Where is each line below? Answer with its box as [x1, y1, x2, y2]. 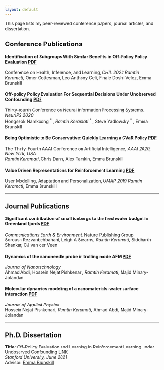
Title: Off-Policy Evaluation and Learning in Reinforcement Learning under [5, 344, 155, 350]
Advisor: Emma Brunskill [5, 360, 54, 366]
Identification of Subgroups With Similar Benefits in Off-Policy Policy [5, 53, 148, 59]
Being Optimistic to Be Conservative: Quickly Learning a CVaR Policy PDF [5, 135, 157, 141]
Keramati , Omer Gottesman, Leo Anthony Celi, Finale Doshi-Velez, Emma [5, 75, 152, 81]
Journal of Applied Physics [5, 302, 60, 308]
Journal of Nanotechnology [5, 264, 61, 270]
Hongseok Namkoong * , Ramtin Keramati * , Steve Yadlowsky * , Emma [5, 118, 148, 125]
